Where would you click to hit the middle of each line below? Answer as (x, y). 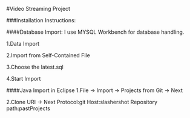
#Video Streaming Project (38, 9)
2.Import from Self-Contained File (48, 55)
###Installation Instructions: (41, 20)
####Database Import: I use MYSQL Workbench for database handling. (95, 32)
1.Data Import (23, 44)
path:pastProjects (28, 108)
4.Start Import (24, 79)
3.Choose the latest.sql (35, 67)
